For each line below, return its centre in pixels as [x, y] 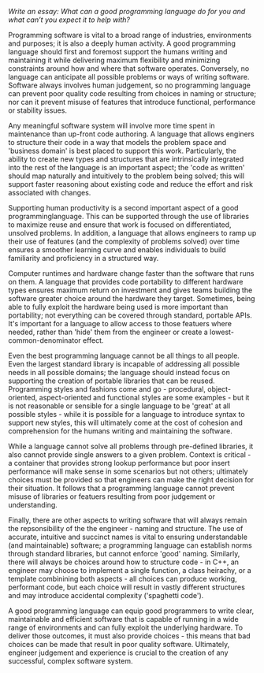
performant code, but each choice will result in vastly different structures [127, 587]
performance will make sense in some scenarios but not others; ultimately [128, 471]
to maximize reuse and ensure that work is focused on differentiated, [120, 225]
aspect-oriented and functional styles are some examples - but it [144, 398]
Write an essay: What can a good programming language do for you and [127, 11]
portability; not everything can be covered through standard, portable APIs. [130, 315]
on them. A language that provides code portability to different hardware [126, 282]
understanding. [33, 505]
